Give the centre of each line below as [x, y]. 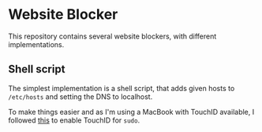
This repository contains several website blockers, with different [112, 36]
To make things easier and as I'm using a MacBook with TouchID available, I [131, 112]
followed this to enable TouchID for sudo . [74, 120]
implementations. [36, 44]
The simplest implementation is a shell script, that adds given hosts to [122, 88]
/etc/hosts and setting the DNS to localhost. [80, 97]
